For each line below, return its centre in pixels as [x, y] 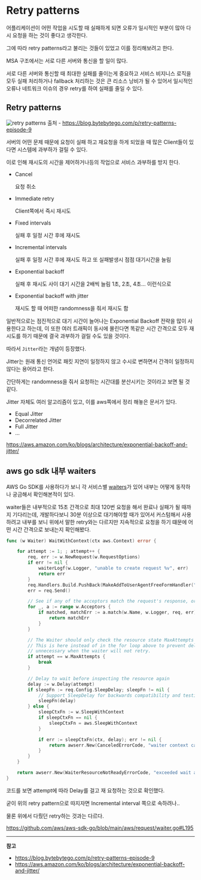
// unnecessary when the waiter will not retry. [89, 651]
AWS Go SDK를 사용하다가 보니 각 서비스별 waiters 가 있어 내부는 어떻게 [90, 486]
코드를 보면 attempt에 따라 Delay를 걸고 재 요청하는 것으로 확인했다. [86, 790]
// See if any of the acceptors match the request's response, [108, 601]
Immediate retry [34, 198]
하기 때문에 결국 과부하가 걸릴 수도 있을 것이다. [76, 335]
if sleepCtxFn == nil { [68, 718]
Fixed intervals [33, 223]
